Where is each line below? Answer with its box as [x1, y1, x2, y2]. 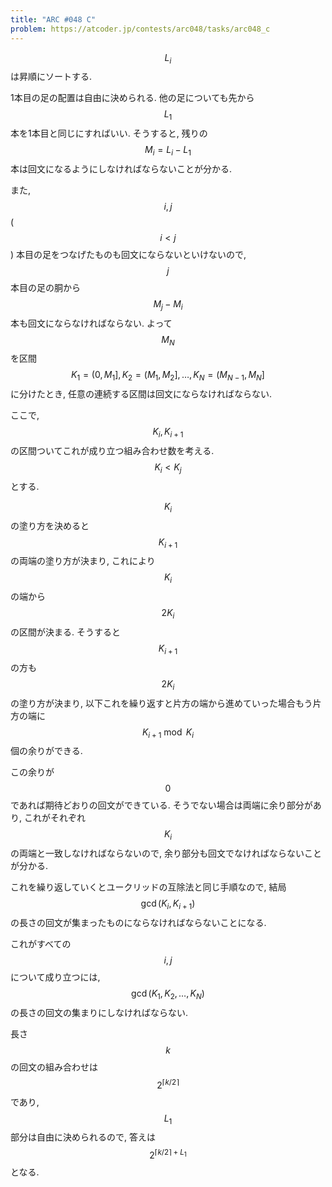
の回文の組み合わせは [10, 1061, 98, 1073]
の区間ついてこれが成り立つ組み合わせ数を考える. [10, 445, 215, 457]
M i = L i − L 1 [144, 144, 192, 158]
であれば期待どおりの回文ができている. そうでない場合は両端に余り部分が [10, 799, 313, 811]
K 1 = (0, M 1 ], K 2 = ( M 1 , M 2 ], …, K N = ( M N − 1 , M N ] [71, 369, 265, 383]
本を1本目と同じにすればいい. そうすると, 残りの [10, 127, 208, 140]
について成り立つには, [10, 971, 101, 983]
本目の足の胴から [10, 281, 81, 293]
